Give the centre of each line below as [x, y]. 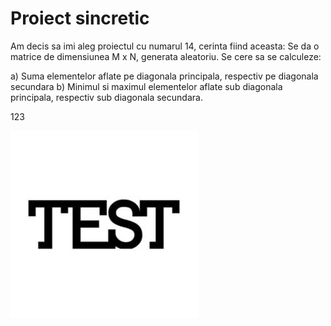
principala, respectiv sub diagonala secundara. [106, 97]
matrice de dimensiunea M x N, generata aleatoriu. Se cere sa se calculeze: [166, 56]
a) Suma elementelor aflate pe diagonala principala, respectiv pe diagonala [164, 76]
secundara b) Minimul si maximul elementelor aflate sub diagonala [146, 86]
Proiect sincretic [80, 18]
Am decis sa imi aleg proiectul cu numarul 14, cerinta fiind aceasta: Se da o [165, 46]
